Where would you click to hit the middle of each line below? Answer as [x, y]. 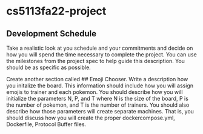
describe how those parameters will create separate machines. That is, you [100, 111]
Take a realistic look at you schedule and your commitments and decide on [100, 48]
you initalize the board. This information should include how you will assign [100, 85]
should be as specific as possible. [48, 67]
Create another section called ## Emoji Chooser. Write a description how [97, 79]
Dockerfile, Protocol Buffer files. [46, 124]
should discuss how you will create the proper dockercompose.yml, [91, 118]
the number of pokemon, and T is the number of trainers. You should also [98, 105]
